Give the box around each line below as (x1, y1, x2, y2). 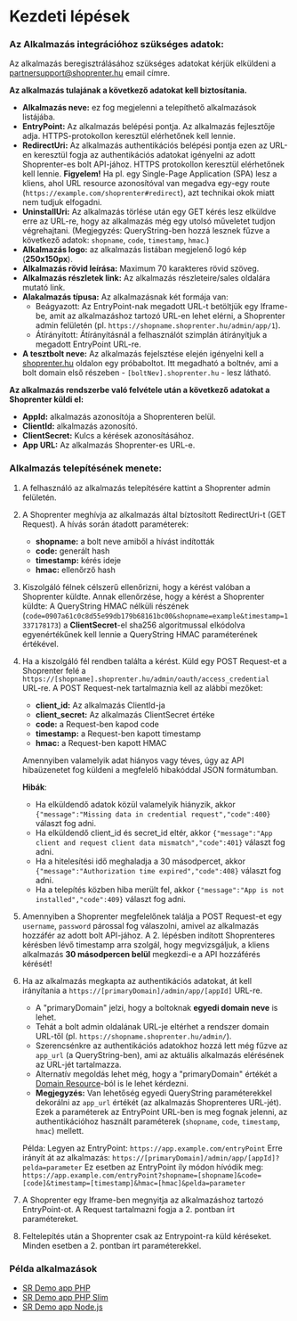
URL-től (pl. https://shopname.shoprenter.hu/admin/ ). (35, 1030, 232, 1041)
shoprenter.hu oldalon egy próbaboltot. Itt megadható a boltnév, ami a (21, 358, 278, 369)
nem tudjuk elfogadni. (21, 197, 102, 208)
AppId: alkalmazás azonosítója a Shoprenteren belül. (21, 412, 216, 423)
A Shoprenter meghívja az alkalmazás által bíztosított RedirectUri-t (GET (21, 509, 286, 520)
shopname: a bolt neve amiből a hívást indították (35, 536, 215, 546)
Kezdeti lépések (9, 6, 131, 27)
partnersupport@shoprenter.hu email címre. (9, 68, 171, 78)
